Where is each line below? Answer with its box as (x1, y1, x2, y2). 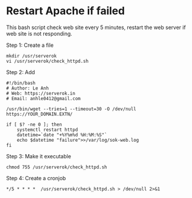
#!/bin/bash (6, 80, 36, 86)
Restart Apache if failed (6, 4, 125, 18)
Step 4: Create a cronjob (6, 174, 66, 181)
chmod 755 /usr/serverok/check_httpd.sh (6, 164, 108, 170)
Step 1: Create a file (6, 41, 54, 49)
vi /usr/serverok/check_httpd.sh (6, 58, 89, 64)
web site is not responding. (6, 30, 72, 37)
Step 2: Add (6, 68, 36, 75)
